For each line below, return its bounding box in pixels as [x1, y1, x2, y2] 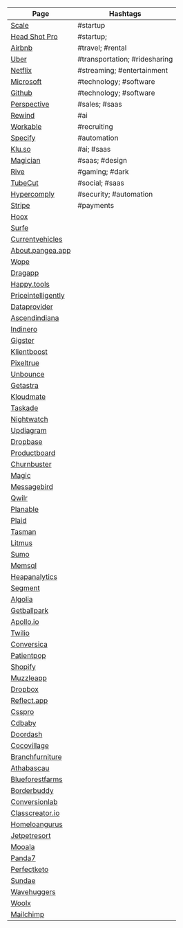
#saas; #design [77, 156, 128, 165]
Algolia [10, 595, 33, 604]
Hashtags [108, 9, 142, 18]
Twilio [10, 628, 30, 638]
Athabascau [10, 763, 50, 773]
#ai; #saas [77, 145, 111, 154]
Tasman [10, 527, 37, 536]
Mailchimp [10, 910, 45, 919]
